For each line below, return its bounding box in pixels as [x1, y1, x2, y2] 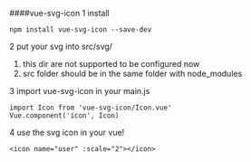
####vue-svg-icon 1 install [9, 8, 111, 18]
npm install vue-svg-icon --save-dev [9, 25, 152, 34]
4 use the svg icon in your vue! [9, 127, 125, 138]
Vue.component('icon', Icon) [9, 111, 120, 120]
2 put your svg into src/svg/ [9, 41, 113, 52]
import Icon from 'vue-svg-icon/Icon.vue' [9, 103, 172, 112]
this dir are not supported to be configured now [22, 59, 200, 69]
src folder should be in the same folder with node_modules [22, 68, 243, 79]
